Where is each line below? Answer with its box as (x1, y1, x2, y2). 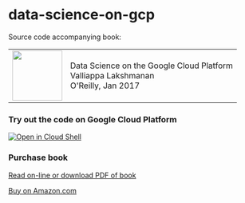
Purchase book (8, 152, 69, 163)
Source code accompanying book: (8, 32, 122, 42)
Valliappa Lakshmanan (70, 70, 155, 81)
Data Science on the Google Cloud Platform (70, 60, 234, 71)
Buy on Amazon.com (8, 185, 77, 195)
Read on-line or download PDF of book (8, 170, 136, 180)
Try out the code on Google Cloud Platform (8, 113, 177, 125)
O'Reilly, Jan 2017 (70, 80, 140, 91)
